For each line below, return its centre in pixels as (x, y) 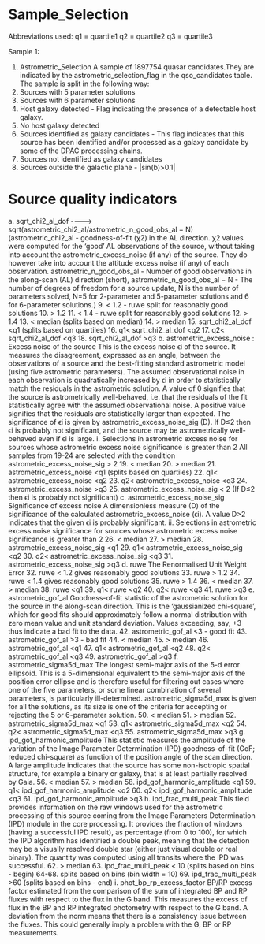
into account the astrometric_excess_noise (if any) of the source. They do (128, 255)
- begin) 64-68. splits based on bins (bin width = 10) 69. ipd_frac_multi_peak (132, 874)
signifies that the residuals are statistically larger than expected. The (119, 413)
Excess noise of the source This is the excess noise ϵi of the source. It (122, 346)
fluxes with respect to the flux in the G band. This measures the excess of (128, 899)
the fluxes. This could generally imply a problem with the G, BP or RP (120, 924)
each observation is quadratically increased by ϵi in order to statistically (124, 380)
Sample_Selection (68, 15)
